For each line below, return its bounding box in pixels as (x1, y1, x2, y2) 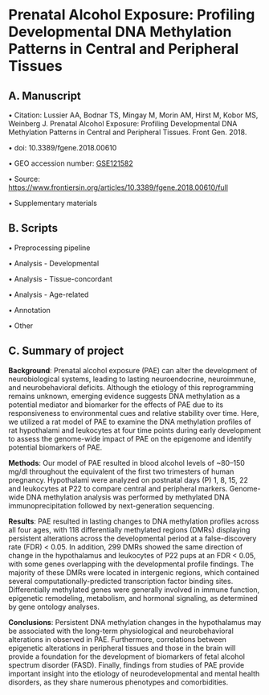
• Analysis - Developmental (8, 258, 100, 268)
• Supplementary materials (8, 199, 98, 208)
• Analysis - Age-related (8, 290, 89, 299)
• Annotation (8, 305, 51, 315)
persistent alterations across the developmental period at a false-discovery (8, 533, 257, 543)
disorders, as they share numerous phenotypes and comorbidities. (8, 677, 229, 687)
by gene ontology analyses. (8, 602, 100, 611)
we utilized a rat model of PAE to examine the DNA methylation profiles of (8, 417, 251, 426)
